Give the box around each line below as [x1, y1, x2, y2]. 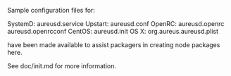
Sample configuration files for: [7, 6, 95, 14]
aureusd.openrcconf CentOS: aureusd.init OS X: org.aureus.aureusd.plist [7, 27, 219, 35]
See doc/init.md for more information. [7, 62, 116, 70]
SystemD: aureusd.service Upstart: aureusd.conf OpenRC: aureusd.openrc [7, 20, 225, 27]
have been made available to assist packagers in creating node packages [7, 41, 220, 49]
